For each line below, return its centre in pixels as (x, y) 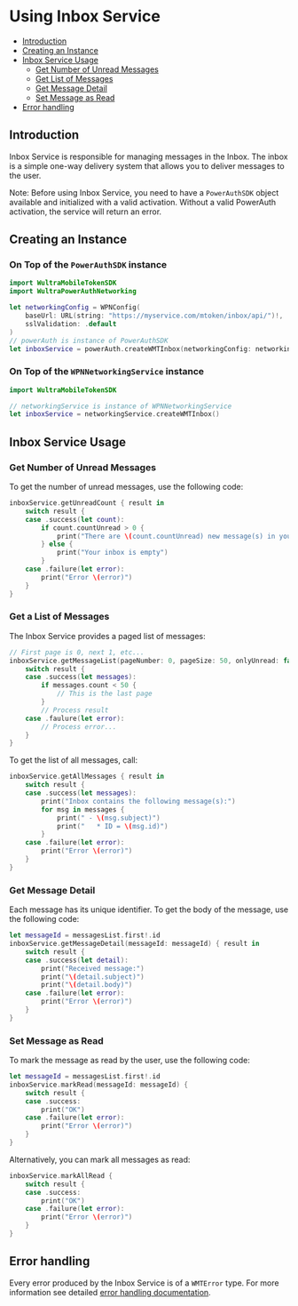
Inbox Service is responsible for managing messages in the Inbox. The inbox (149, 156)
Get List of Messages (74, 78)
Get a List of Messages (59, 617)
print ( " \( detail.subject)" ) (93, 977)
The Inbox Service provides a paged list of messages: (107, 636)
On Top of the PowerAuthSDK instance (88, 265)
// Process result (75, 710)
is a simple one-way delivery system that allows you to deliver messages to (147, 165)
